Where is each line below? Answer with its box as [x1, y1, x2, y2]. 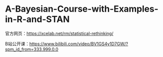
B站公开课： [5, 40, 30, 47]
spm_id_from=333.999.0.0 [5, 46, 59, 52]
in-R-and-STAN [5, 14, 70, 25]
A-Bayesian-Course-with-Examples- [5, 3, 159, 15]
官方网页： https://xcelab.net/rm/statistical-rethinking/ [5, 30, 114, 36]
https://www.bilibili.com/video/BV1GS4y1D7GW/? [29, 40, 128, 47]
